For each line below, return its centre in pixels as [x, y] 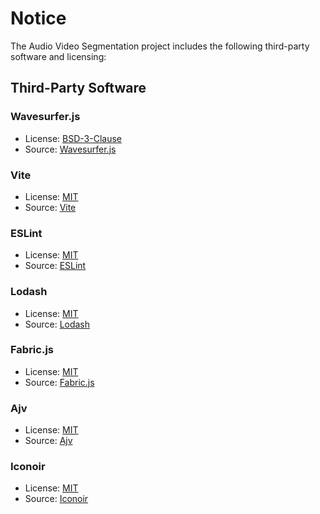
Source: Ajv [48, 441]
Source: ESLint [55, 266]
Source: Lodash [57, 324]
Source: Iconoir [56, 499]
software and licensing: [58, 56]
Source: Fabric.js [59, 382]
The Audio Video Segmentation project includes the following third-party [160, 46]
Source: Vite [50, 207]
